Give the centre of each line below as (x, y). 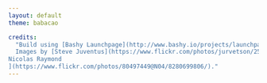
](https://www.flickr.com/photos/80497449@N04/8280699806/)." (113, 67)
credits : (23, 37)
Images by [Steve (44, 52)
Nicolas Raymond (35, 59)
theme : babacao (33, 23)
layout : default (35, 15)
